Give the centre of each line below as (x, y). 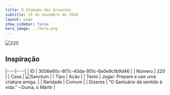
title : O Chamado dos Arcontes (38, 10)
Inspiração (22, 59)
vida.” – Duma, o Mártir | (30, 87)
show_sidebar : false (27, 24)
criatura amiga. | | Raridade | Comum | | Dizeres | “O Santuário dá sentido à (84, 82)
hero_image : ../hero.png (31, 29)
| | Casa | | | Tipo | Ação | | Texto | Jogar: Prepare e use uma (81, 76)
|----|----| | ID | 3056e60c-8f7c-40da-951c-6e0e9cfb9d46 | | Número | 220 (85, 71)
